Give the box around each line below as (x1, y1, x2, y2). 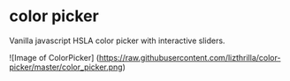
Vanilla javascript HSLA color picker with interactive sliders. (9, 35, 225, 46)
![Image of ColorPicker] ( (9, 52, 100, 63)
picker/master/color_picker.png (9, 62, 123, 72)
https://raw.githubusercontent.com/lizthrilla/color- (98, 52, 281, 63)
